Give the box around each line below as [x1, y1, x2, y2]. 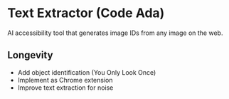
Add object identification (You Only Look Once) [17, 68, 156, 76]
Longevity [7, 49, 53, 61]
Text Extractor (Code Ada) [7, 5, 165, 21]
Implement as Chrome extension [17, 75, 113, 84]
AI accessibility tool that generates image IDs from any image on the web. [7, 28, 223, 37]
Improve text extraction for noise [17, 83, 114, 92]
